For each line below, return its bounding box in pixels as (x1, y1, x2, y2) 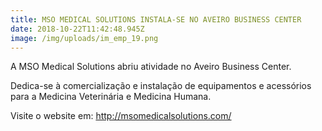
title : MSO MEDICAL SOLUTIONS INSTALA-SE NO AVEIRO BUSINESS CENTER (10, 14, 302, 25)
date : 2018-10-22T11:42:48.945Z (10, 24, 145, 34)
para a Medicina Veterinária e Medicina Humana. (10, 91, 212, 103)
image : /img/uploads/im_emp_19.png (10, 33, 159, 43)
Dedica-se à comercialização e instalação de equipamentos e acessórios (10, 80, 312, 92)
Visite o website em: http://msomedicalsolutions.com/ (10, 110, 232, 122)
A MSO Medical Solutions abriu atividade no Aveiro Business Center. (10, 61, 292, 73)
